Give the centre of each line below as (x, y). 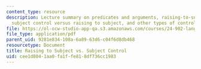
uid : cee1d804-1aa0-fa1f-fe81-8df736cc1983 (61, 56)
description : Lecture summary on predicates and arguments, (83, 17)
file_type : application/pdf (41, 34)
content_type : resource (36, 12)
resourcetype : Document (36, 46)
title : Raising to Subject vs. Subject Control (67, 51)
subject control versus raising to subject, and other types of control (104, 23)
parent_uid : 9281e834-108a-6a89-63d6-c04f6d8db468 (71, 40)
